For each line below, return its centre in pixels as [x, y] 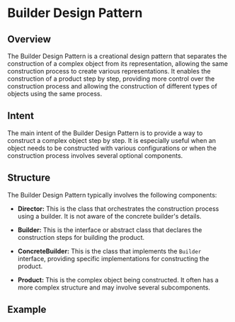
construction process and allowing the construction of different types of [112, 86]
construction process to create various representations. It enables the [109, 71]
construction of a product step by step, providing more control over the [111, 79]
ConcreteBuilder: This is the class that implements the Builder [109, 251]
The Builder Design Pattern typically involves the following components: [112, 195]
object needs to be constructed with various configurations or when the [112, 148]
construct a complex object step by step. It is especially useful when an [111, 140]
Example [27, 310]
